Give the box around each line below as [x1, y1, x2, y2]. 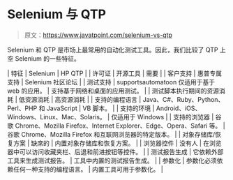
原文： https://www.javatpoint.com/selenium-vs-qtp [24, 31, 173, 39]
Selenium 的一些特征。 [15, 54, 80, 63]
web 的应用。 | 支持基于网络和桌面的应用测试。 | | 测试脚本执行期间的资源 [7, 87, 220, 95]
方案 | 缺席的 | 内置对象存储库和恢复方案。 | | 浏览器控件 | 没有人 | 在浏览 [13, 139, 222, 147]
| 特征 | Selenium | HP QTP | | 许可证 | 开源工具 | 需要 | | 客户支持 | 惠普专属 [7, 69, 222, 77]
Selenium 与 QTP [7, 6, 107, 22]
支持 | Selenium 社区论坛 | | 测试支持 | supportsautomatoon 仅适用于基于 [7, 77, 216, 86]
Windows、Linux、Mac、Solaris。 [7, 112, 106, 121]
